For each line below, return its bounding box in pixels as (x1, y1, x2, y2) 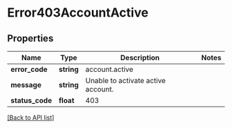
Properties (7, 33, 54, 44)
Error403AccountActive (7, 5, 148, 21)
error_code (10, 64, 48, 74)
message (10, 80, 41, 89)
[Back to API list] (7, 113, 55, 122)
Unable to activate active (85, 76, 166, 85)
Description (120, 53, 160, 62)
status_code (10, 95, 52, 105)
